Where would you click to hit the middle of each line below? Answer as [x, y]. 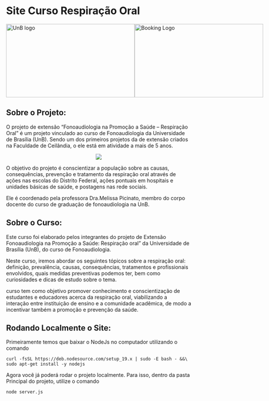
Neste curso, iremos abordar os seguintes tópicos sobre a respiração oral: [96, 261]
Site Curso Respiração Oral [73, 11]
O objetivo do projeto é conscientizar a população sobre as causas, [88, 168]
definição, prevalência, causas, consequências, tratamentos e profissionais [97, 267]
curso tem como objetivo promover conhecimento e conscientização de [93, 291]
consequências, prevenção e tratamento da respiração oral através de [91, 174]
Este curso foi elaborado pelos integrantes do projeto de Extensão [86, 237]
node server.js [25, 392]
